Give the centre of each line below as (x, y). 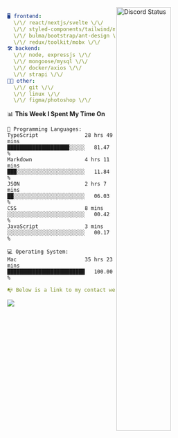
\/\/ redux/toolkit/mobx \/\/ (57, 42)
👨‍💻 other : (21, 81)
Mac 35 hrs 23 (60, 260)
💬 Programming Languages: (44, 129)
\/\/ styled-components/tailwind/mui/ (70, 29)
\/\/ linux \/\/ (37, 94)
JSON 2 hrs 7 (57, 184)
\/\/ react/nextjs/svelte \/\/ (59, 23)
